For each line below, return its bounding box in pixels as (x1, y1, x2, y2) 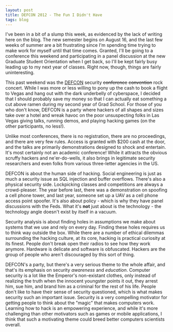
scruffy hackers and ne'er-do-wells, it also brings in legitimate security (5, 155, 155, 161)
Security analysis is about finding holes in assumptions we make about (5, 219, 155, 225)
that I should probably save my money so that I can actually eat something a (5, 96, 167, 102)
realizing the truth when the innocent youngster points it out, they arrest (5, 278, 158, 284)
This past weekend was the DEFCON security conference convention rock (5, 79, 163, 85)
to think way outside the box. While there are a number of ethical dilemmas (5, 230, 164, 236)
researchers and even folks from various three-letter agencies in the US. (5, 161, 159, 167)
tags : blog (5, 17, 29, 22)
